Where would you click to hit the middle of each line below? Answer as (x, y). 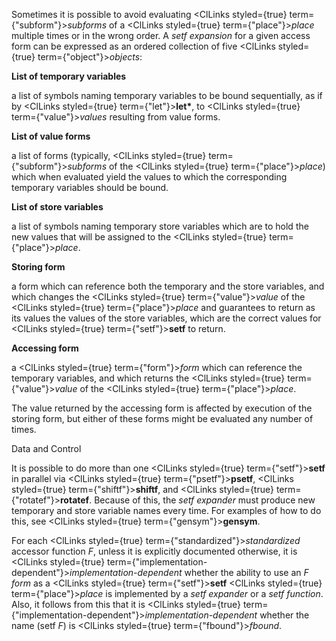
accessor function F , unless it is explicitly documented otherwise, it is (154, 551)
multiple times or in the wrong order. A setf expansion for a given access (161, 35)
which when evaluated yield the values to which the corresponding (149, 177)
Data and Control (46, 448)
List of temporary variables (69, 76)
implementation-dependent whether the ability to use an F (189, 572)
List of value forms (51, 136)
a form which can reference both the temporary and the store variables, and (168, 286)
